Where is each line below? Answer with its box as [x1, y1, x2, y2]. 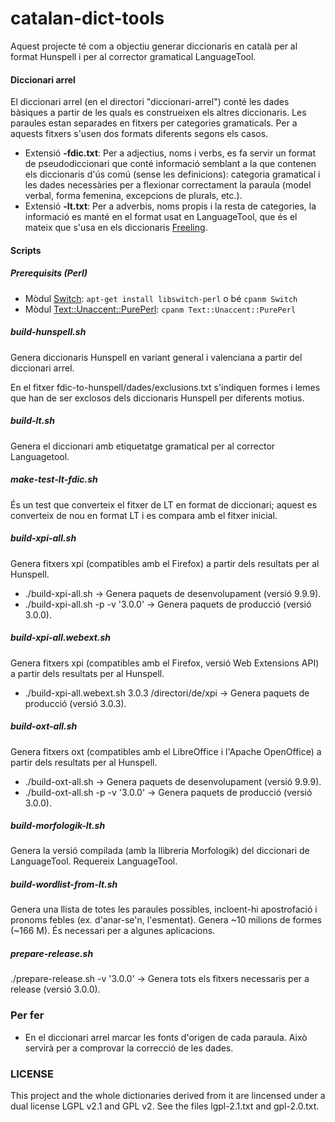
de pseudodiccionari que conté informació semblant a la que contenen [24, 158, 317, 170]
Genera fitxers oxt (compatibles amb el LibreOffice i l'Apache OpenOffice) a [10, 745, 322, 757]
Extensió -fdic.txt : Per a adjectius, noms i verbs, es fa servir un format [24, 147, 317, 159]
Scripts [10, 244, 42, 256]
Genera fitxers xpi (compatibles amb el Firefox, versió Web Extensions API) [10, 657, 320, 669]
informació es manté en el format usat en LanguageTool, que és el [24, 211, 298, 223]
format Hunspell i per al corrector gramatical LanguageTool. [10, 50, 257, 62]
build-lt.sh [10, 415, 55, 427]
